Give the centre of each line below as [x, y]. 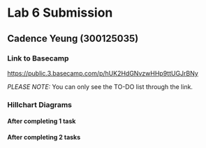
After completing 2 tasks [44, 137]
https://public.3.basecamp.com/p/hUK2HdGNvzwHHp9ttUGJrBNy [103, 73]
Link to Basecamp [38, 58]
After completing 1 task [42, 121]
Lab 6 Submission [60, 13]
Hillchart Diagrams [39, 104]
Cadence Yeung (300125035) [73, 39]
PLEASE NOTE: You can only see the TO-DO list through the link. [100, 87]
